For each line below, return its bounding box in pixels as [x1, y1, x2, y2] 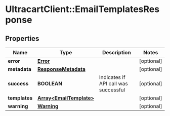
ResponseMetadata [37, 66, 86, 72]
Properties [5, 34, 39, 43]
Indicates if [99, 74, 125, 81]
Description [102, 49, 132, 56]
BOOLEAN [37, 80, 62, 87]
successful [99, 86, 125, 93]
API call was [99, 80, 128, 87]
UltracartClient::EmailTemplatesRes [5, 4, 160, 15]
